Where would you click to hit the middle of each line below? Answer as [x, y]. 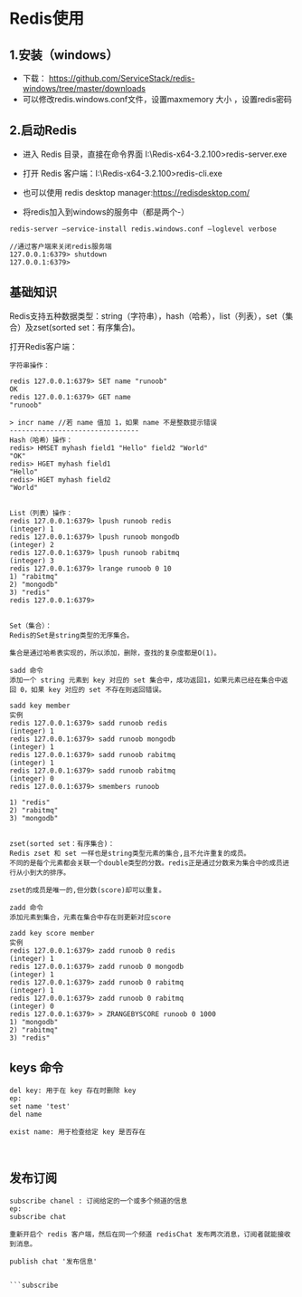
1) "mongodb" [34, 1022]
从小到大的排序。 [43, 872]
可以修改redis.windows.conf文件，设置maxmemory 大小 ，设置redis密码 [157, 99]
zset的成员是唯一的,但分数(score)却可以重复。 [88, 890]
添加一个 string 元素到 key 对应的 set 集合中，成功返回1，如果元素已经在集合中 [146, 680]
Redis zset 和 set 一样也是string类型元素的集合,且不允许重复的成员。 [130, 853]
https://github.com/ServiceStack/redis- [122, 78]
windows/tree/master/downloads [84, 88]
